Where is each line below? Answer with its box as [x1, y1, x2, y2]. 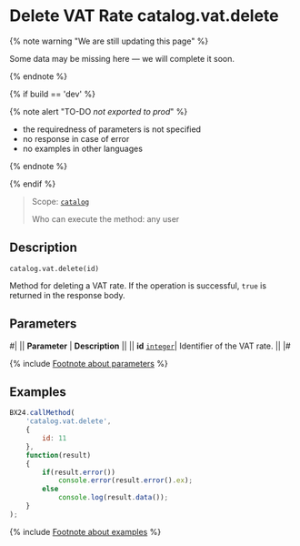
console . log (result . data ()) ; [57, 493, 169, 502]
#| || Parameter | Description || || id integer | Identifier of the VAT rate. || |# [9, 340, 291, 351]
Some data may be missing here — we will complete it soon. [9, 53, 235, 64]
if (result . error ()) [42, 468, 116, 477]
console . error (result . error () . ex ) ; [57, 476, 194, 485]
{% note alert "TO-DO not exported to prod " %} [9, 106, 188, 116]
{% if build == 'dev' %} [9, 88, 95, 99]
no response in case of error [22, 133, 130, 144]
